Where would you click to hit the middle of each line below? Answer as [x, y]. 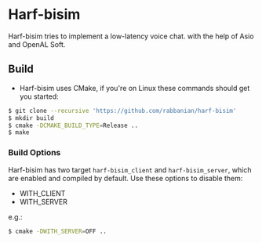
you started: [39, 96]
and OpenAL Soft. [37, 44]
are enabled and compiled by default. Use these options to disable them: [126, 178]
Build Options [35, 153]
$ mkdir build [31, 118]
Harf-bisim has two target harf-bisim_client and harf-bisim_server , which [130, 169]
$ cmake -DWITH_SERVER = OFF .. [58, 231]
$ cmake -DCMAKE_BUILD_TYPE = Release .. [73, 125]
